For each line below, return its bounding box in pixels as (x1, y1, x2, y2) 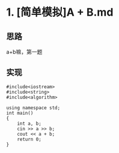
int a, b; (17, 121, 42, 127)
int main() (6, 110, 34, 116)
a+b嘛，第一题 (6, 49, 43, 55)
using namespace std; (6, 104, 61, 111)
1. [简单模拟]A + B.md (6, 5, 114, 19)
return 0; (17, 136, 42, 142)
